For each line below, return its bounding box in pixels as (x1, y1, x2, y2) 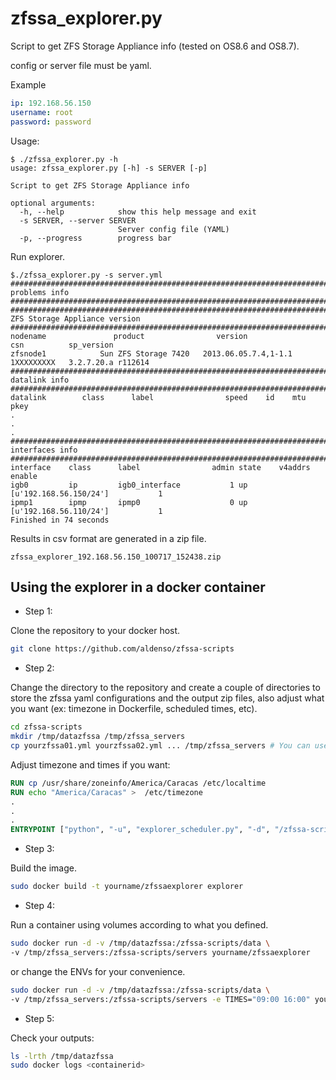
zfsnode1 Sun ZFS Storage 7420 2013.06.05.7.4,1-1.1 (10, 348, 293, 359)
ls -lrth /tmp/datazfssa (10, 1051, 114, 1061)
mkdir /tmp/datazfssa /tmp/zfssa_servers (10, 732, 186, 742)
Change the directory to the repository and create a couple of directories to (10, 682, 321, 694)
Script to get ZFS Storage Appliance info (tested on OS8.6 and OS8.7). (10, 40, 300, 52)
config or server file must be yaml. (10, 59, 152, 71)
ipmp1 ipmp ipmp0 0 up (10, 497, 248, 507)
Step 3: (24, 843, 55, 855)
